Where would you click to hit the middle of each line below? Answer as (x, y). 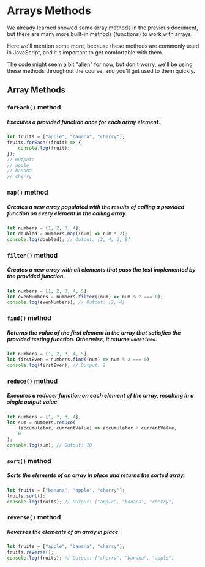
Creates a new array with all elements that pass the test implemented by (102, 270)
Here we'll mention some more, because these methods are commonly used (103, 46)
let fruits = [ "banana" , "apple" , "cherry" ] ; (66, 490)
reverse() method (34, 517)
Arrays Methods (49, 11)
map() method (28, 192)
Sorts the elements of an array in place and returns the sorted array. (96, 475)
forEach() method (34, 108)
